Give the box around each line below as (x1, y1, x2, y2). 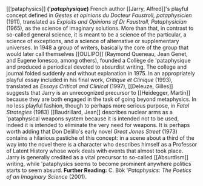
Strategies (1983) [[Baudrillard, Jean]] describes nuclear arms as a (6, 109, 173, 115)
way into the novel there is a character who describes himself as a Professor (6, 141, 198, 148)
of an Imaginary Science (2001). (6, 173, 87, 180)
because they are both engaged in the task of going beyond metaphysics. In (6, 95, 197, 103)
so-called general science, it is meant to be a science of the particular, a (6, 31, 187, 38)
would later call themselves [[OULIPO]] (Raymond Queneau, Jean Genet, (6, 50, 188, 57)
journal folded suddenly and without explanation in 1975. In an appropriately (6, 70, 195, 77)
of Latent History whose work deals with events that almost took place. (6, 147, 184, 154)
